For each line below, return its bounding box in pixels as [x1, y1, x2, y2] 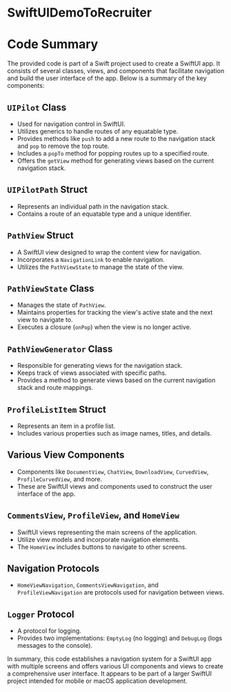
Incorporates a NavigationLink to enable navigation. [17, 255, 165, 263]
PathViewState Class [7, 282, 94, 294]
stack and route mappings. [17, 384, 94, 392]
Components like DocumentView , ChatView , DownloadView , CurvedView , [17, 467, 209, 476]
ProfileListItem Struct [7, 403, 107, 415]
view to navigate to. [17, 316, 74, 324]
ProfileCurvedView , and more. [17, 475, 103, 483]
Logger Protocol [7, 608, 74, 620]
